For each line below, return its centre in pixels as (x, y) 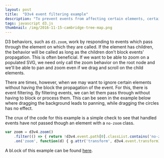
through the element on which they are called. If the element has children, (79, 47)
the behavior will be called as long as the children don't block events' (75, 52)
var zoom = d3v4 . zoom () (29, 132)
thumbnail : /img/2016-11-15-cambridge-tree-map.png (59, 28)
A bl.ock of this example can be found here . (49, 150)
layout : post (18, 10)
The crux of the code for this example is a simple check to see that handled (81, 118)
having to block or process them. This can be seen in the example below (78, 98)
